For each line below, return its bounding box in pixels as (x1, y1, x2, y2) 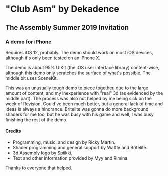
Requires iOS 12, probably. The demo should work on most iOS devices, (5, 49, 153, 55)
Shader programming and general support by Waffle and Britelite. (12, 145, 148, 151)
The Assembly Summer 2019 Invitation (5, 23, 129, 32)
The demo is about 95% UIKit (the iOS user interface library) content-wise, (5, 64, 159, 70)
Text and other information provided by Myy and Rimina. (12, 155, 129, 161)
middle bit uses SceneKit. (5, 75, 58, 81)
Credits (5, 128, 21, 134)
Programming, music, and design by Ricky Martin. (12, 139, 116, 145)
